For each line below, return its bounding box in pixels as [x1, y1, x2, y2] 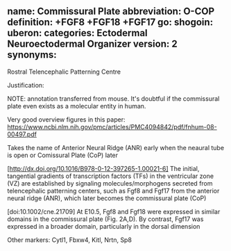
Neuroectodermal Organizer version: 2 [7, 38, 178, 50]
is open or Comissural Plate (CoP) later [7, 151, 119, 159]
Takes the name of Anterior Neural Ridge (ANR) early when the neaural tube [7, 143, 224, 152]
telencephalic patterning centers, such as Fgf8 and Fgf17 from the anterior [7, 186, 220, 195]
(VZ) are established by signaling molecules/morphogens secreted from [7, 179, 213, 187]
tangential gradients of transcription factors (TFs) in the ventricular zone [7, 172, 214, 180]
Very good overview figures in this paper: [7, 115, 126, 124]
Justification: [7, 81, 44, 89]
